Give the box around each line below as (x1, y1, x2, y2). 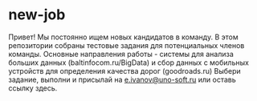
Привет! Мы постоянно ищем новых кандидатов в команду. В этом (8, 32, 239, 42)
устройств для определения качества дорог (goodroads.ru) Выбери (8, 66, 241, 75)
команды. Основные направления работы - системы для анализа (8, 49, 235, 59)
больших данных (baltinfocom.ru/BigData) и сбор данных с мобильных (8, 58, 249, 67)
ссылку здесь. (8, 83, 58, 93)
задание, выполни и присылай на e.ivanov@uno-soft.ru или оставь (8, 75, 237, 84)
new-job (8, 6, 66, 24)
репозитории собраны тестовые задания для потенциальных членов (8, 40, 245, 50)
